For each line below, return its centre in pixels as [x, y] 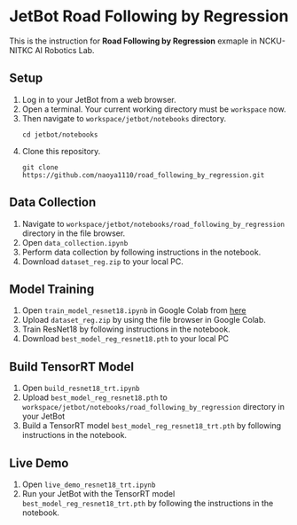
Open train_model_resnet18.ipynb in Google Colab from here [134, 310]
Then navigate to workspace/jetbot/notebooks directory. [124, 118]
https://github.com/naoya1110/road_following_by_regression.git [143, 175]
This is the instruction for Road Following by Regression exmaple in [133, 41]
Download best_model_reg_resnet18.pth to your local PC [125, 339]
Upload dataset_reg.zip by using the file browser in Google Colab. [144, 320]
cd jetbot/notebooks [60, 135]
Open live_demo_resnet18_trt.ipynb [89, 484]
